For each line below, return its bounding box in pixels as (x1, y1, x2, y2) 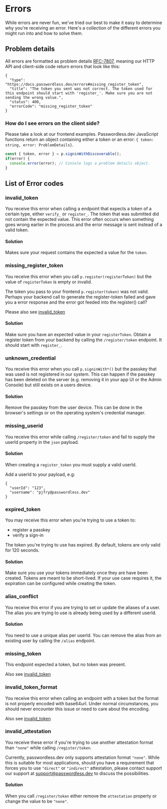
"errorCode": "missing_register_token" (9, 104, 93, 109)
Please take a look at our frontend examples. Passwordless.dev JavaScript (5, 131, 159, 137)
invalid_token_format (5, 684, 57, 691)
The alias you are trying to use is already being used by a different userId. (5, 610, 157, 616)
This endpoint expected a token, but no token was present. (5, 662, 126, 668)
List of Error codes (5, 179, 64, 188)
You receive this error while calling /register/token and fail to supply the (5, 434, 156, 440)
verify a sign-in (12, 532, 44, 538)
